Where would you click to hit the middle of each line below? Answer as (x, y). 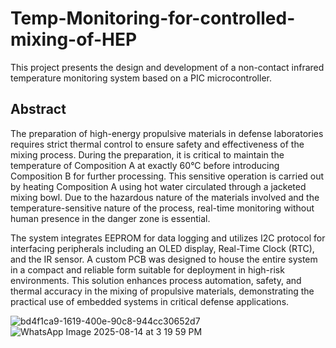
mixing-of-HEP (74, 39)
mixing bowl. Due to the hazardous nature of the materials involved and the (165, 197)
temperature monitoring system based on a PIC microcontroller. (141, 78)
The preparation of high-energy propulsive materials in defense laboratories (167, 133)
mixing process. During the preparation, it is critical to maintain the (147, 154)
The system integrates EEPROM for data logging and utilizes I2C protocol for (168, 238)
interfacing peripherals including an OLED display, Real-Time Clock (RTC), (162, 248)
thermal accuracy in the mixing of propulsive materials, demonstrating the (162, 291)
